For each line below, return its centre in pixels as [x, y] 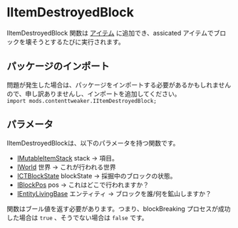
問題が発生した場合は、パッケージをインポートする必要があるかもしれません [119, 85]
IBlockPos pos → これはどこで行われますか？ [83, 185]
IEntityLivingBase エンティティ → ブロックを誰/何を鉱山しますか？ [114, 193]
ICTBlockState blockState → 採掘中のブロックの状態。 [97, 175]
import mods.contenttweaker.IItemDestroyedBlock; [82, 101]
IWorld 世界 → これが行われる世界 [66, 167]
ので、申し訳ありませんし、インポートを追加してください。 [94, 94]
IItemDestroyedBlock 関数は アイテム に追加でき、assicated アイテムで [110, 33]
